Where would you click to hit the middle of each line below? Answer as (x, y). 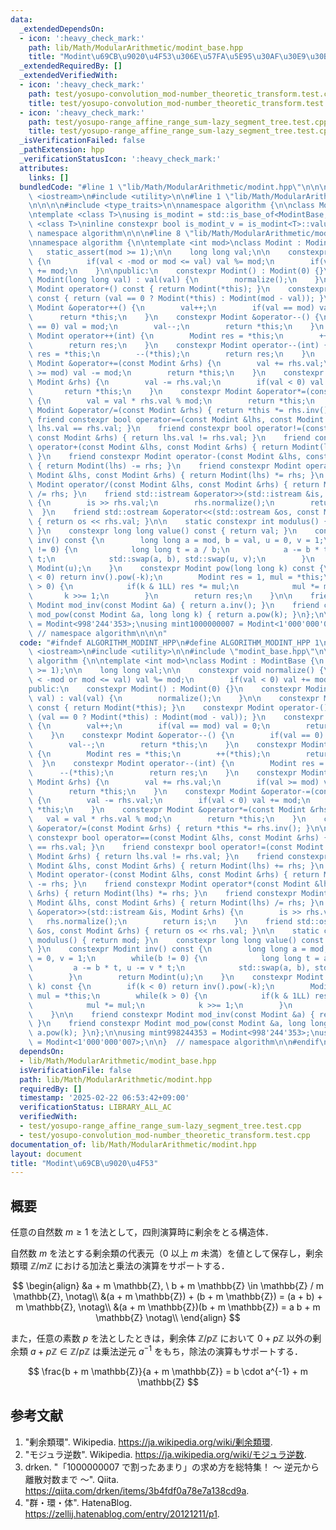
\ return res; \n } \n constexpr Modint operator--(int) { (178, 345)
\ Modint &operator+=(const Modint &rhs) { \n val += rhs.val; (176, 364)
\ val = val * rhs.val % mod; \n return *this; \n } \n (167, 819)
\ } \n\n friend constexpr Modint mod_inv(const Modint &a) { (171, 1014)
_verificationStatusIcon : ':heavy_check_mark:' (120, 159)
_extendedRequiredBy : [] (71, 66)
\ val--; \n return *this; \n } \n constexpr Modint (178, 745)
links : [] (49, 177)
